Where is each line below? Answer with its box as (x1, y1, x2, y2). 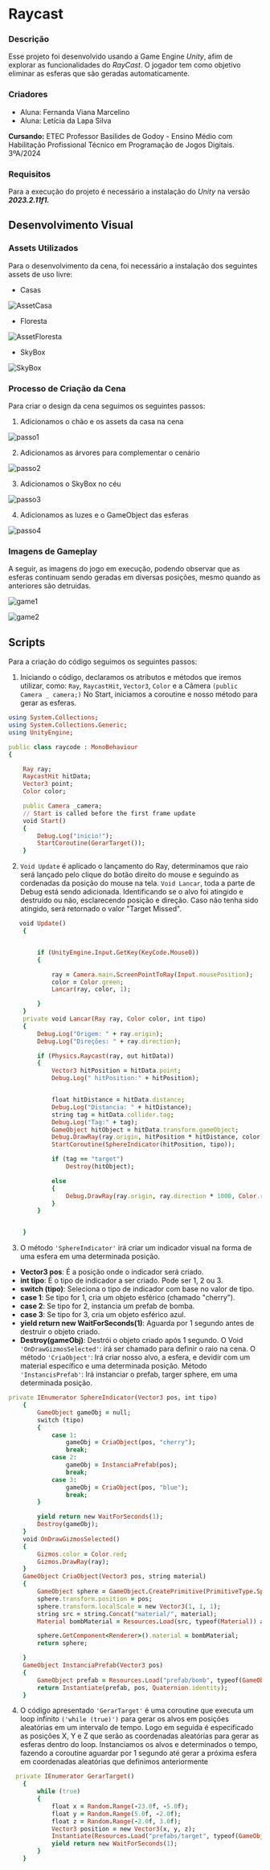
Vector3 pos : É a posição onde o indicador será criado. (19, 1267, 204, 1277)
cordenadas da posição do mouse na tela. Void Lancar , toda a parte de (19, 878, 256, 888)
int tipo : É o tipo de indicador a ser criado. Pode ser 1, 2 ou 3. (19, 1275, 223, 1286)
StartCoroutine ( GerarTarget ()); (37, 839, 146, 848)
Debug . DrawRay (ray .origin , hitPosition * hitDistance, (51, 1133, 239, 1141)
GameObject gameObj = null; (37, 1408, 131, 1417)
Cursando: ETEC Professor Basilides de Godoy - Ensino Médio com (8, 131, 233, 141)
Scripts (8, 636, 46, 649)
